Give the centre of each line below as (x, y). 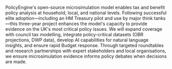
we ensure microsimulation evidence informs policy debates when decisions (86, 56)
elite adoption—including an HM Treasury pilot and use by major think (79, 18)
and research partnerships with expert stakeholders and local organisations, (86, 51)
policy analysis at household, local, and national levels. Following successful (86, 13)
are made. (16, 62)
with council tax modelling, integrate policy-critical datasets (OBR (74, 34)
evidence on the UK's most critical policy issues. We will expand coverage (84, 29)
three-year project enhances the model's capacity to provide (83, 24)
